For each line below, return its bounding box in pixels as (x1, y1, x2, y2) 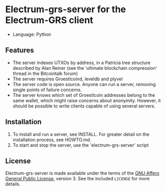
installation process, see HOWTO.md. (12, 137, 92, 143)
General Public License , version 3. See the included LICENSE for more (5, 176, 150, 182)
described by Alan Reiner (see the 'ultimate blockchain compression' (12, 65, 157, 71)
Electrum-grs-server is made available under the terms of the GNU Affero (5, 170, 159, 176)
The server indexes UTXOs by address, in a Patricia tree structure (12, 60, 151, 66)
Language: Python (12, 31, 51, 37)
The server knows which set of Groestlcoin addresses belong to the (12, 92, 155, 98)
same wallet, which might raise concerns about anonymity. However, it (12, 97, 161, 103)
